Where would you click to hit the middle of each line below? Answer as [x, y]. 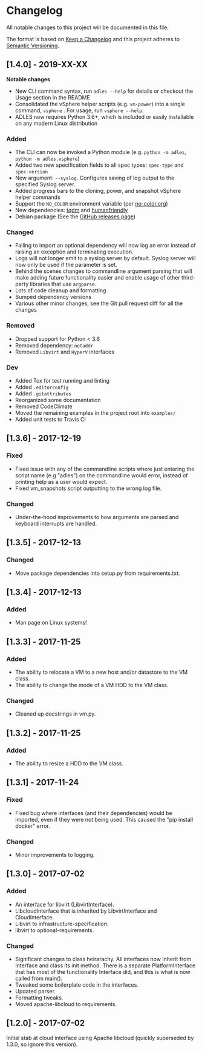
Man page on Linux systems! [51, 623]
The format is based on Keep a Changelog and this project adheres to [93, 39]
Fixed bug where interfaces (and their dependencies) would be [93, 813]
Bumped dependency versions [53, 297]
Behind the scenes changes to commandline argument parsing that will [103, 271]
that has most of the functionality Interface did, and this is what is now [103, 972]
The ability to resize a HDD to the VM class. [69, 763]
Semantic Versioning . [33, 45]
